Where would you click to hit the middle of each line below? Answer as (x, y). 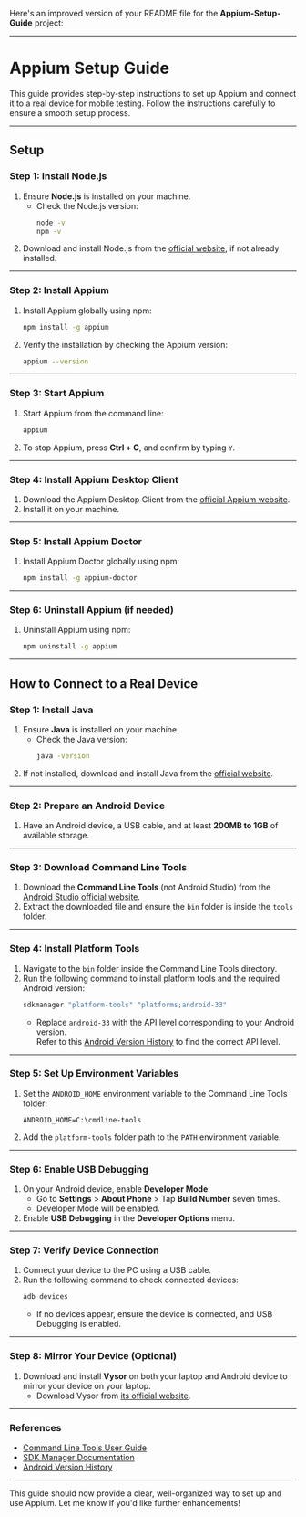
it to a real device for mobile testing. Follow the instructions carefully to (143, 103)
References (36, 1427)
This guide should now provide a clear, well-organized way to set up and (146, 1493)
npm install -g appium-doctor (80, 578)
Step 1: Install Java (51, 710)
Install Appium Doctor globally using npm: (101, 562)
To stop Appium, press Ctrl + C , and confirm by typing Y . (129, 448)
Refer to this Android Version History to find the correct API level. (158, 1041)
